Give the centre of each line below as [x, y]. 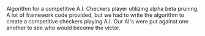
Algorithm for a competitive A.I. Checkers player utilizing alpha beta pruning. [102, 9]
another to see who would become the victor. [63, 28]
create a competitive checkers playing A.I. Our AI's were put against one [97, 21]
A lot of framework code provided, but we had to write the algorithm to [95, 15]
